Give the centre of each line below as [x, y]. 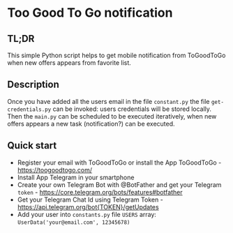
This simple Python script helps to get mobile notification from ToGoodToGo [116, 55]
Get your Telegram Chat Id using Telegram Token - [90, 200]
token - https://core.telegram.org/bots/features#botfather [100, 192]
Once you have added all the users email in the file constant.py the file [108, 101]
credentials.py [29, 110]
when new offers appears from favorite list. [69, 63]
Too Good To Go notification [90, 13]
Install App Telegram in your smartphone [76, 177]
